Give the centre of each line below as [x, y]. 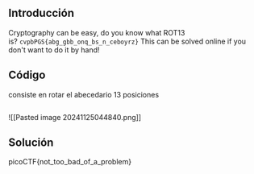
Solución [31, 143]
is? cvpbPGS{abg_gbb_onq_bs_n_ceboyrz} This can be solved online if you [127, 41]
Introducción [42, 13]
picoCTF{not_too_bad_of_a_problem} [70, 162]
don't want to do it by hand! [54, 50]
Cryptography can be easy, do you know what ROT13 [97, 32]
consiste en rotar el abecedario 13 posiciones [84, 94]
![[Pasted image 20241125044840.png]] [75, 117]
